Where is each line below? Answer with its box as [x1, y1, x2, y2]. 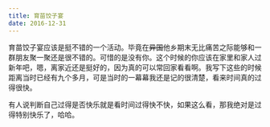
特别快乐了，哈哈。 [14, 109, 79, 119]
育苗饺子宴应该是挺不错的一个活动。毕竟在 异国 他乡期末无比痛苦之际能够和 [8, 42, 255, 52]
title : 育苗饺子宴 [8, 11, 64, 20]
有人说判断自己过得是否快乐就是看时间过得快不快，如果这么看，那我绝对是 [8, 100, 255, 109]
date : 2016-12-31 [8, 19, 67, 27]
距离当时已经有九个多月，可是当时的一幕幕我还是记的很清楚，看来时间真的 [8, 72, 255, 82]
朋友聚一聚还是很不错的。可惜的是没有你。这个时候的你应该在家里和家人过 [14, 52, 262, 62]
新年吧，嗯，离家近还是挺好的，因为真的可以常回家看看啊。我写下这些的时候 [8, 62, 262, 72]
